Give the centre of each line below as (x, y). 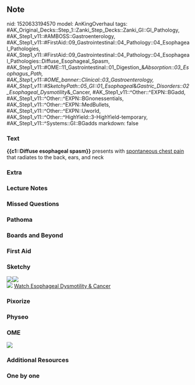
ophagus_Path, (25, 73)
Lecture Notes (27, 188)
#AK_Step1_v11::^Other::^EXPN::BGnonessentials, (65, 98)
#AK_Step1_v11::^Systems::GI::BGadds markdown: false (73, 123)
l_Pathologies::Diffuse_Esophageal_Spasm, (58, 61)
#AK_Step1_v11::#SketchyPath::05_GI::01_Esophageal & (72, 86)
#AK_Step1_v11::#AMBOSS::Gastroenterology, (61, 36)
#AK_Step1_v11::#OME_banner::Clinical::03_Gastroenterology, (80, 80)
